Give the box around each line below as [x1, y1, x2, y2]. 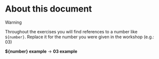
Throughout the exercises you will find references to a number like [5, 29, 138, 34]
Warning [5, 19, 22, 25]
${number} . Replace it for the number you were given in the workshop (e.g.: [5, 34, 154, 40]
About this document [5, 3, 92, 15]
